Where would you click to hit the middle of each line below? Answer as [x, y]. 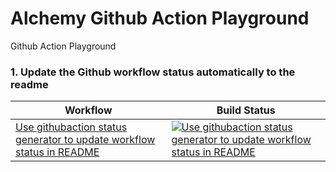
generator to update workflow [85, 140]
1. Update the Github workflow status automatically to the [153, 72]
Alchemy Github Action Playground [160, 18]
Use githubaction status [71, 127]
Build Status [246, 110]
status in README [57, 152]
